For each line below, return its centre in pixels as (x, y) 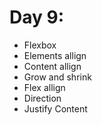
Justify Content (55, 108)
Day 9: (37, 17)
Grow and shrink (57, 77)
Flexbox (40, 45)
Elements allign (55, 55)
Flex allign (44, 87)
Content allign (52, 66)
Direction (42, 98)
